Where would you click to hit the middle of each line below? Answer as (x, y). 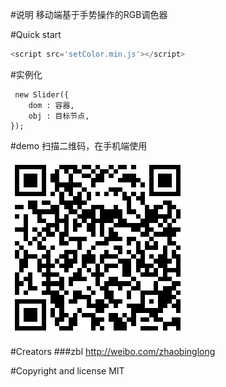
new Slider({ (42, 94)
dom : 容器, (51, 105)
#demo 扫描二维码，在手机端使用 (79, 145)
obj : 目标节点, (59, 116)
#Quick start (36, 34)
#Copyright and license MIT (67, 370)
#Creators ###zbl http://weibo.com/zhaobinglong (113, 351)
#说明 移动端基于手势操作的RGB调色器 (89, 14)
